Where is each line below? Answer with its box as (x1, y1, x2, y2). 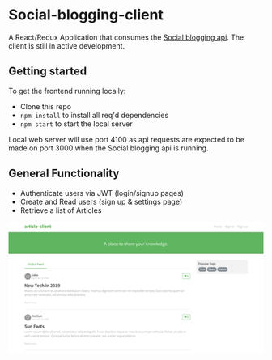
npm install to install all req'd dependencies (19, 110, 169, 120)
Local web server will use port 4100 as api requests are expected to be (8, 134, 245, 144)
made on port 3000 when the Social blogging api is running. (8, 143, 209, 153)
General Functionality (8, 167, 120, 180)
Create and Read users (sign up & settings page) (19, 197, 183, 206)
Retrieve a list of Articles (19, 205, 102, 215)
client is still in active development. (8, 40, 125, 50)
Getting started (8, 65, 87, 78)
